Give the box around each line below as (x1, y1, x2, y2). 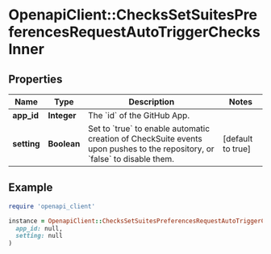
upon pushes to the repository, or (87, 143, 215, 155)
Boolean (48, 138, 81, 149)
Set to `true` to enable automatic (87, 123, 211, 134)
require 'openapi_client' (8, 202, 95, 210)
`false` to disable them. (87, 154, 175, 164)
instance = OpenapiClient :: (8, 217, 103, 225)
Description (128, 96, 175, 107)
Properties (8, 72, 63, 86)
